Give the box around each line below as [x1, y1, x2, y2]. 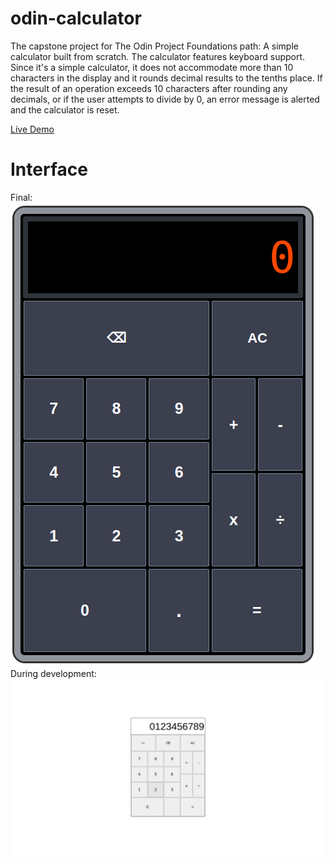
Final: [10, 191, 33, 203]
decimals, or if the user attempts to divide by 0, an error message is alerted [10, 93, 320, 105]
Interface [10, 158, 88, 181]
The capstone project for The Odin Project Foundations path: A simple [10, 40, 299, 52]
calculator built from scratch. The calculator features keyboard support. [10, 50, 306, 62]
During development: [10, 667, 97, 679]
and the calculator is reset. [10, 103, 120, 116]
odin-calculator [10, 7, 142, 30]
